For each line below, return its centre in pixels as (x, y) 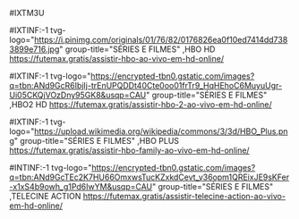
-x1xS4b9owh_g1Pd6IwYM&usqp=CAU (81, 186)
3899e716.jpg (34, 49)
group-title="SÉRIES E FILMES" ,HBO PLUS (100, 141)
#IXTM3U (27, 13)
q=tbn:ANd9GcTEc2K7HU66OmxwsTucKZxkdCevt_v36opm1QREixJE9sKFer (149, 177)
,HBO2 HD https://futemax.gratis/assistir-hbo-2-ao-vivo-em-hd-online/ (141, 105)
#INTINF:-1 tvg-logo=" (51, 168)
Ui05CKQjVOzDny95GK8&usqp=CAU (78, 95)
